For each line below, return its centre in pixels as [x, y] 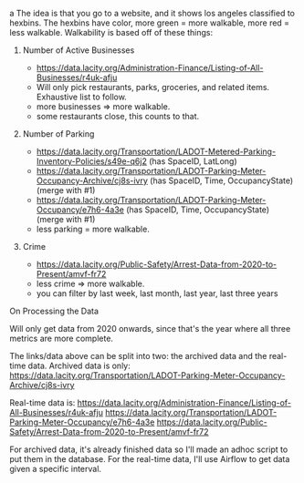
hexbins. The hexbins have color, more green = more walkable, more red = [150, 23]
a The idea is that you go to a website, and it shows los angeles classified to [152, 13]
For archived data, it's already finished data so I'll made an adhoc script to [149, 449]
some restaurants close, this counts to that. [117, 116]
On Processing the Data [54, 311]
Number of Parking [58, 134]
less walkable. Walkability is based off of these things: [111, 32]
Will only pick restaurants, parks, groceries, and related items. [153, 87]
